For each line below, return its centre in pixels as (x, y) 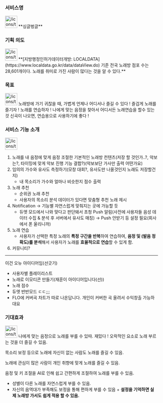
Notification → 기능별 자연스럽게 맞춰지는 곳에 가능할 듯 (65, 206)
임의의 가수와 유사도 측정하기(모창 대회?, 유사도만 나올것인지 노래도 (75, 169)
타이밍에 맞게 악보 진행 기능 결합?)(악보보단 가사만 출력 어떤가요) (82, 163)
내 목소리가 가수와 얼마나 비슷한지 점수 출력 (60, 182)
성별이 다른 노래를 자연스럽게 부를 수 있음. (51, 384)
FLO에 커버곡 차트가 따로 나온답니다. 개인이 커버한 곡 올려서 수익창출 (77, 298)
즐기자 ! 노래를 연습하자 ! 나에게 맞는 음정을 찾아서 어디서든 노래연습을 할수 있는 (80, 110)
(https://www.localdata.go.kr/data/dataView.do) (53, 65)
